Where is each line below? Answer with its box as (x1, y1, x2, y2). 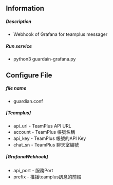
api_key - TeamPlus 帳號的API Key (13, 135, 86, 141)
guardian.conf (13, 98, 43, 104)
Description (6, 18, 32, 25)
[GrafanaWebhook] (6, 154, 48, 160)
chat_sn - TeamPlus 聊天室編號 (13, 141, 79, 148)
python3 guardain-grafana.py (13, 56, 76, 62)
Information (6, 4, 45, 13)
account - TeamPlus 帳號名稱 (13, 129, 76, 135)
